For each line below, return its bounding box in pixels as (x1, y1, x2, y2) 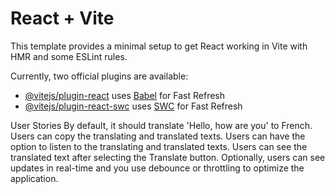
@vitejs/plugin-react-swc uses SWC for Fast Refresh (24, 100, 243, 112)
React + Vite (10, 7, 115, 30)
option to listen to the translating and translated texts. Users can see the (10, 140, 308, 152)
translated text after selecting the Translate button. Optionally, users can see (10, 151, 326, 163)
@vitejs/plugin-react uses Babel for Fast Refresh (24, 89, 226, 101)
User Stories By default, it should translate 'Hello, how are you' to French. (10, 119, 313, 131)
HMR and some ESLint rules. (10, 50, 128, 62)
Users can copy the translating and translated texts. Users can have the (10, 130, 306, 142)
